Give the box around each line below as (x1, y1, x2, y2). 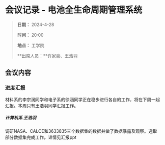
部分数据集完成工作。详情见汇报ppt (5, 134, 77, 140)
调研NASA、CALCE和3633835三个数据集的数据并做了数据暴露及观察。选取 (5, 128, 157, 134)
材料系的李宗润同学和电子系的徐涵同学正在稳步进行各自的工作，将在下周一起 (5, 97, 160, 102)
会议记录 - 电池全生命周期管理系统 (5, 4, 142, 16)
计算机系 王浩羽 (5, 115, 37, 121)
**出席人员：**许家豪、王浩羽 (17, 52, 78, 59)
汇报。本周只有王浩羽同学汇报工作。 (5, 102, 79, 108)
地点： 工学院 (17, 42, 45, 48)
